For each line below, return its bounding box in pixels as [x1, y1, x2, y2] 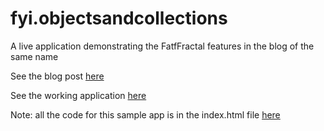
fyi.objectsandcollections [10, 7, 228, 30]
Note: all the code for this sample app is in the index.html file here [10, 108, 281, 121]
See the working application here [10, 89, 147, 101]
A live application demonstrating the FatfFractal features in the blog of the [10, 40, 315, 52]
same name [10, 50, 59, 62]
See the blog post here [10, 70, 105, 82]
